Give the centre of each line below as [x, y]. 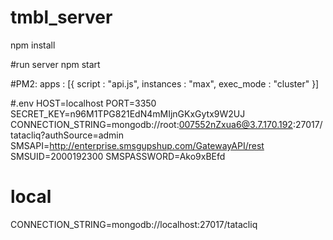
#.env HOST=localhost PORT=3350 [83, 103]
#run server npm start [55, 64]
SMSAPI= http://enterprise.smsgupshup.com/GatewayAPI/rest [137, 145]
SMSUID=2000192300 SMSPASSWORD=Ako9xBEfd [118, 156]
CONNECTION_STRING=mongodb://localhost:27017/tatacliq [134, 224]
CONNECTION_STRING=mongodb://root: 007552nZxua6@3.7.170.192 [151, 124]
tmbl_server [61, 17]
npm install [33, 45]
